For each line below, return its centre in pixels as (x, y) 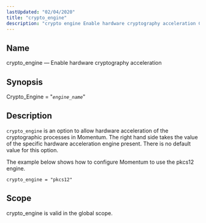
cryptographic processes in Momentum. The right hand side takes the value (102, 137)
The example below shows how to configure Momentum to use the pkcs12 (100, 162)
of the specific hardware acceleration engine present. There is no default (99, 144)
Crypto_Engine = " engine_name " (46, 97)
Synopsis (25, 82)
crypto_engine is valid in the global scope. (59, 213)
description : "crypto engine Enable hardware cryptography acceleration (101, 23)
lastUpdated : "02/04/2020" (41, 12)
